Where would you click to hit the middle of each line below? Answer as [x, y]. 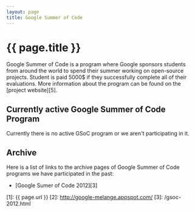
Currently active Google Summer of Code [86, 109]
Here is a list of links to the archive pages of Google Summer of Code [93, 167]
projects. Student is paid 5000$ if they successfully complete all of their [97, 77]
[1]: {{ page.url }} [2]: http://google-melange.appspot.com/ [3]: [85, 197]
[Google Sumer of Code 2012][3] [56, 185]
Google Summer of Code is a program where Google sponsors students [96, 64]
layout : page [23, 12]
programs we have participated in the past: [60, 174]
